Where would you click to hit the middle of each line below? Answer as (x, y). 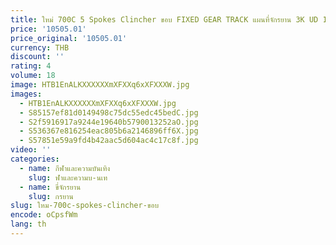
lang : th (28, 224)
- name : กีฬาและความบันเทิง (65, 168)
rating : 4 (31, 66)
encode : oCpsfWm (44, 215)
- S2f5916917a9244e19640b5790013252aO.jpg (109, 122)
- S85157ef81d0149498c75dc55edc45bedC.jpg (109, 112)
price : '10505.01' (48, 29)
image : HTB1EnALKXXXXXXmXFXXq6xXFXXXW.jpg (100, 85)
